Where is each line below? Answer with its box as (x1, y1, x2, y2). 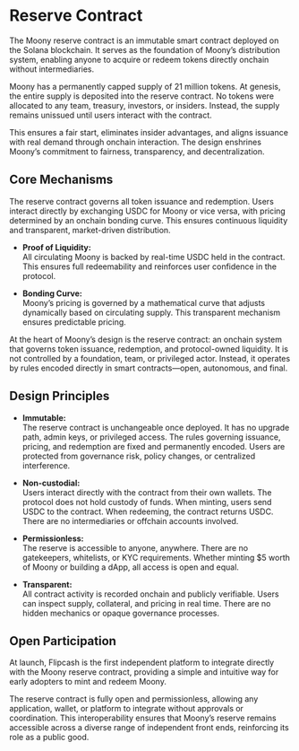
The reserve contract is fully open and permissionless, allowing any (9, 694, 259, 704)
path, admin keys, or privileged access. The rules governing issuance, (21, 432, 281, 442)
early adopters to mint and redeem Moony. (9, 677, 167, 687)
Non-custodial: (21, 477, 81, 488)
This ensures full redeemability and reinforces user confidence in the (21, 261, 278, 272)
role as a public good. (9, 732, 90, 743)
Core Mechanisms (9, 172, 114, 188)
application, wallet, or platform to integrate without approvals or (9, 703, 244, 714)
